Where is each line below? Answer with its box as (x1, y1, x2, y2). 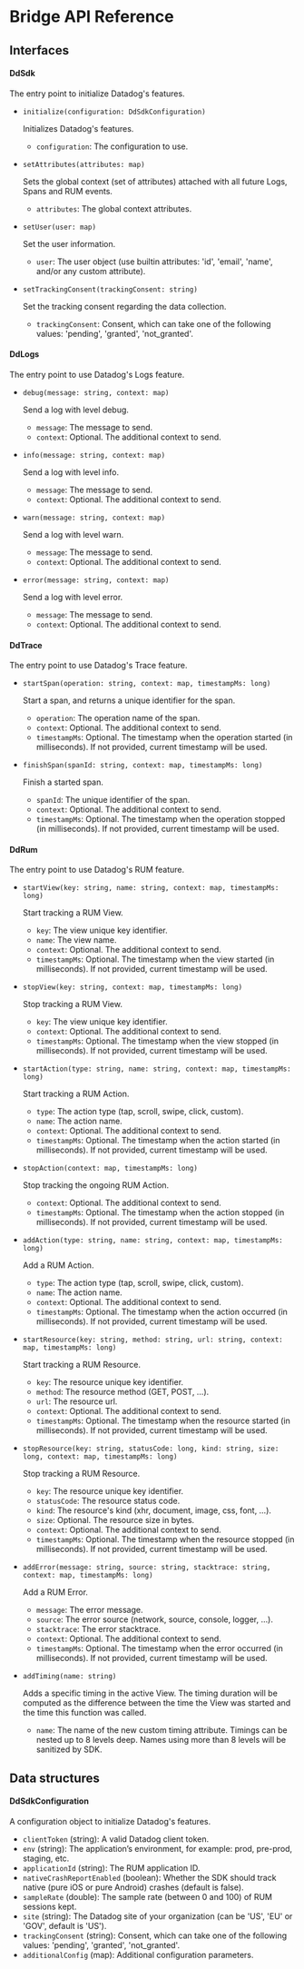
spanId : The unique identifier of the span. (35, 795, 191, 806)
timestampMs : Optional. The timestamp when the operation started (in (35, 732, 293, 743)
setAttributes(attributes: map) (22, 160, 145, 169)
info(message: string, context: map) (22, 450, 166, 460)
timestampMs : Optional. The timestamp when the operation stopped (35, 814, 286, 825)
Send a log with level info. (22, 466, 120, 478)
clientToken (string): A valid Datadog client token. (22, 1833, 210, 1845)
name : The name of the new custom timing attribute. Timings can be (35, 1725, 288, 1736)
